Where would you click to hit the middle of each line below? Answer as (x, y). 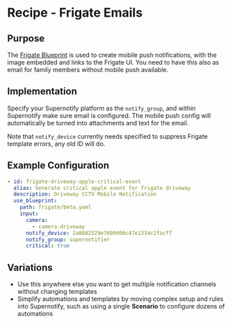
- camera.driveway (59, 227)
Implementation (42, 91)
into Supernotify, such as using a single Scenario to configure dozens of (121, 306)
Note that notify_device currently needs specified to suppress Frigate (108, 136)
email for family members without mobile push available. (88, 70)
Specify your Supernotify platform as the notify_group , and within (101, 108)
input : (29, 213)
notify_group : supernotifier (68, 239)
